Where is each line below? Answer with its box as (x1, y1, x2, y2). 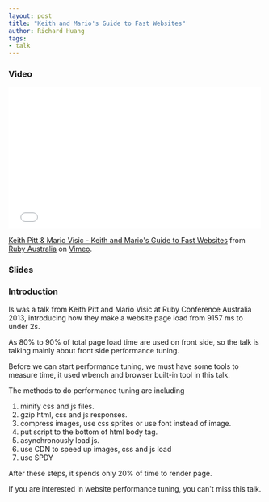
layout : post (8, 11, 53, 20)
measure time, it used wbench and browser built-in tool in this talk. (8, 370, 230, 379)
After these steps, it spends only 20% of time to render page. (8, 468, 212, 478)
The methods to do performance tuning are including (8, 385, 185, 395)
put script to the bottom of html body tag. (19, 427, 158, 437)
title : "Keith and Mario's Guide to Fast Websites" (8, 19, 186, 27)
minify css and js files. (19, 401, 95, 411)
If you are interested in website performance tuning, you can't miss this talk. (8, 483, 262, 493)
